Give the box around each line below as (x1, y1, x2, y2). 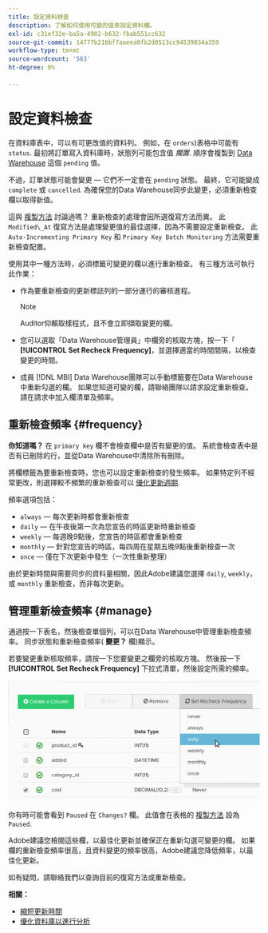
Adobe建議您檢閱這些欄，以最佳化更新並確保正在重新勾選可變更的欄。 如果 (8, 835, 256, 845)
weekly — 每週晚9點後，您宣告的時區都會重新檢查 (19, 532, 183, 541)
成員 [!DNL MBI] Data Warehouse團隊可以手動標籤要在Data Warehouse (19, 372, 254, 381)
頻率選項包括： (8, 494, 57, 504)
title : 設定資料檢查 (8, 13, 69, 21)
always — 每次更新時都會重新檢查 (19, 512, 130, 521)
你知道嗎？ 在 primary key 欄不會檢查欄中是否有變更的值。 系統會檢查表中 (8, 441, 251, 450)
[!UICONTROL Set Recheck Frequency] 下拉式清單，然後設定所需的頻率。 (8, 664, 254, 673)
